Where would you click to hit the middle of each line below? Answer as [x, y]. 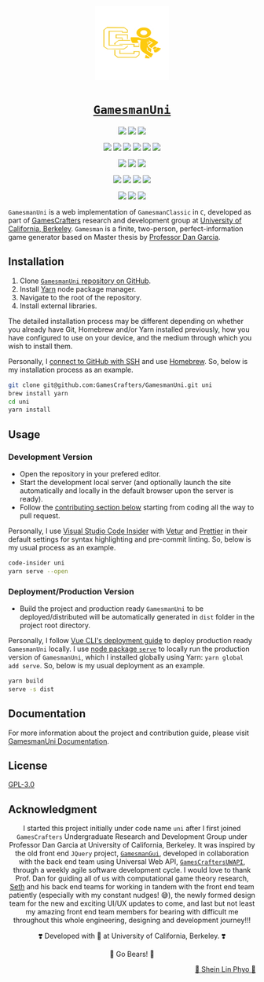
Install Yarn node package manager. [78, 289]
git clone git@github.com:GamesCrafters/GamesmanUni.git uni [110, 385]
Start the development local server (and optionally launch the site [125, 482]
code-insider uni [37, 563]
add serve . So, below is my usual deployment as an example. [107, 665]
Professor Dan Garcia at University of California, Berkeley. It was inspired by [132, 845]
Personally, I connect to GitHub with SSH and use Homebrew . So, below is [128, 361]
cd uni [19, 402]
